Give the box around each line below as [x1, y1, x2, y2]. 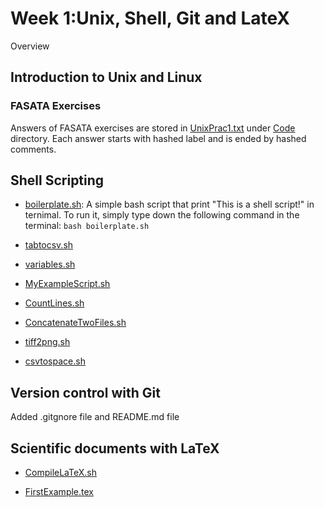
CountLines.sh [24, 297, 85, 309]
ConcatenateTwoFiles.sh [24, 317, 127, 329]
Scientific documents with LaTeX [10, 440, 220, 457]
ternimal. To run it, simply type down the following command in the [24, 209, 300, 221]
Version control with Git [10, 384, 161, 401]
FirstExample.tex [24, 486, 94, 498]
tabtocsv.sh [24, 239, 74, 251]
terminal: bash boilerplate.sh [24, 220, 150, 232]
